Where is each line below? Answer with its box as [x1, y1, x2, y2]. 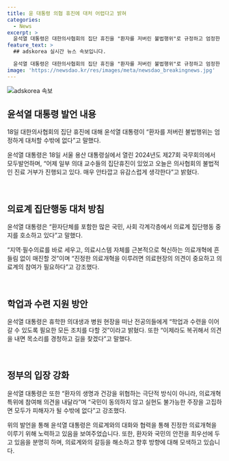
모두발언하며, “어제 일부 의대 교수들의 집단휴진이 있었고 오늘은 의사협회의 [7, 159, 202, 168]
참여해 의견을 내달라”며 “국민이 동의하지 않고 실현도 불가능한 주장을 [25, 397, 204, 406]
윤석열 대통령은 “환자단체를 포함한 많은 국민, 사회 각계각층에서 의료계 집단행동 [7, 223, 214, 231]
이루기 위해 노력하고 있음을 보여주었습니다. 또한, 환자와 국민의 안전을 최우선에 [7, 429, 213, 438]
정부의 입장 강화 [7, 370, 70, 382]
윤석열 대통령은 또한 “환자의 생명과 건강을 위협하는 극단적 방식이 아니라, [7, 389, 198, 397]
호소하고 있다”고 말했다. [19, 231, 83, 239]
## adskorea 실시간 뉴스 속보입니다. [13, 49, 107, 55]
